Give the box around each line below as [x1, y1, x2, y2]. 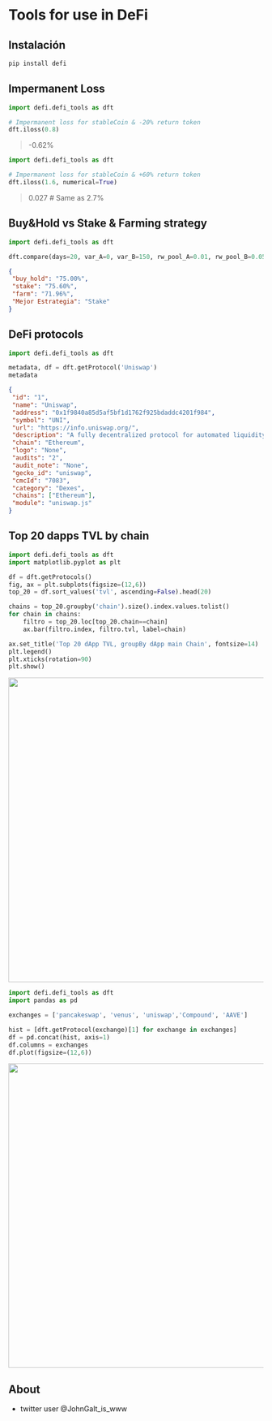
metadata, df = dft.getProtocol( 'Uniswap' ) [8, 364, 158, 372]
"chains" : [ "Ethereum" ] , [11, 491, 96, 500]
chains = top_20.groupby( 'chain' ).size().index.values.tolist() [8, 603, 230, 611]
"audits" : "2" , [11, 454, 63, 462]
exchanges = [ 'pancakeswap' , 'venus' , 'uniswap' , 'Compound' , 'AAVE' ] [8, 1011, 249, 1019]
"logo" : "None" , [11, 447, 67, 455]
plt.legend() [8, 647, 53, 655]
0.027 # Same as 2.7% [28, 192, 104, 202]
